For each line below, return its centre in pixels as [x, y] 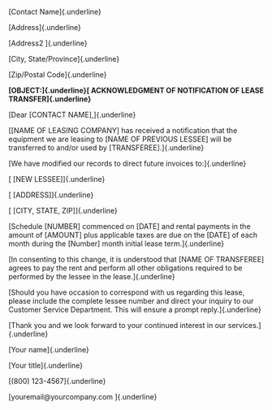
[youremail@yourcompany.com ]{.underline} [83, 397]
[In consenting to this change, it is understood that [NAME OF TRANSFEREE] [136, 259]
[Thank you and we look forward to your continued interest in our [117, 325]
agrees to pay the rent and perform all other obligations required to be [125, 268]
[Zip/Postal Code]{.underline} [58, 75]
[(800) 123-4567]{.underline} [57, 381]
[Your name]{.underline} [49, 350]
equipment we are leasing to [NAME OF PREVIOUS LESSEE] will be [120, 139]
